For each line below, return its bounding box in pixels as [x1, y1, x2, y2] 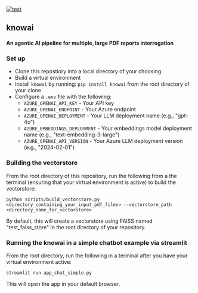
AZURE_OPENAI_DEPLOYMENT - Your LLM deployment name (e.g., [23, 112, 174, 119]
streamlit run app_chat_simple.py [6, 270, 92, 276]
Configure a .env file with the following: [14, 93, 112, 101]
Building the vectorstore [6, 158, 78, 167]
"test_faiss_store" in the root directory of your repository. [6, 223, 146, 230]
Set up [6, 54, 26, 63]
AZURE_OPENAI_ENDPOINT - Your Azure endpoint [23, 106, 136, 113]
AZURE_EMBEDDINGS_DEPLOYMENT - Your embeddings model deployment [23, 125, 193, 132]
